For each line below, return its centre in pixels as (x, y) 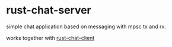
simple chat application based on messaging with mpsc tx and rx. (86, 26)
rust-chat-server (49, 10)
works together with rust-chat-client (50, 38)
